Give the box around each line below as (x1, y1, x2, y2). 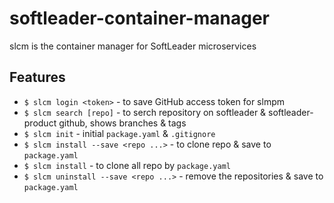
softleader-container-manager (9, 7, 270, 30)
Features (9, 69, 66, 86)
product (23, 117, 57, 129)
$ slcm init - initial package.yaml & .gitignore (23, 127, 216, 139)
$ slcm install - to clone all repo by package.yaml (23, 159, 231, 171)
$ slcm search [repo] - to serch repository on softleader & (23, 106, 267, 118)
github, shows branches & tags (58, 117, 187, 129)
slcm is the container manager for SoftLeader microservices (9, 40, 257, 52)
